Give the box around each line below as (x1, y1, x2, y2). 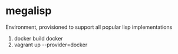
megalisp (5, 4, 52, 18)
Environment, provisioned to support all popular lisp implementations (5, 23, 173, 31)
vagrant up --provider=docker (14, 41, 88, 48)
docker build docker (14, 35, 63, 42)
